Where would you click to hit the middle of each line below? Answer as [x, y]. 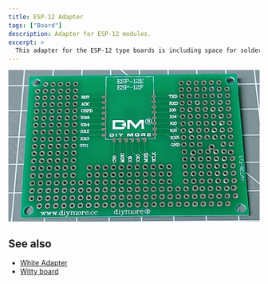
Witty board [39, 271]
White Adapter [43, 263]
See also [30, 244]
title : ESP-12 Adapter [46, 17]
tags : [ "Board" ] [35, 25]
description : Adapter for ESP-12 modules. [80, 34]
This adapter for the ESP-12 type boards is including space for [126, 51]
